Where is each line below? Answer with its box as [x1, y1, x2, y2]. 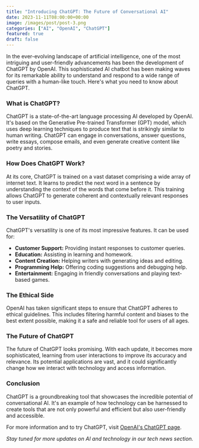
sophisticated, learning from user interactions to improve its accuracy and [6, 352, 187, 359]
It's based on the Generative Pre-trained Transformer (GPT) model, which [6, 119, 187, 126]
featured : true [6, 31, 44, 37]
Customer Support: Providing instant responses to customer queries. [14, 244, 185, 251]
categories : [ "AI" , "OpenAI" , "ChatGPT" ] [6, 25, 110, 32]
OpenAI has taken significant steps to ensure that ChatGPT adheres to [6, 304, 178, 312]
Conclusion [6, 379, 40, 388]
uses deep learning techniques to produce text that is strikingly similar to [6, 126, 185, 133]
